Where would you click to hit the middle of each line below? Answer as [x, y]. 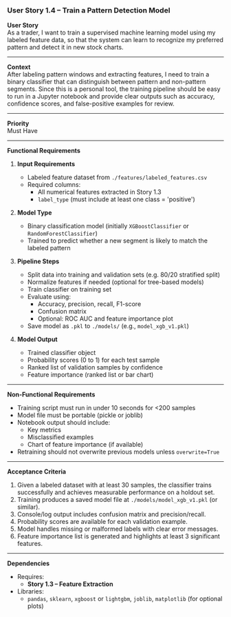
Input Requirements [46, 164]
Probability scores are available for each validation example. [102, 522]
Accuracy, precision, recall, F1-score [89, 304]
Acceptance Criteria [37, 472]
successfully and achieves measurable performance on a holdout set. [116, 492]
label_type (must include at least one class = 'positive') [117, 199]
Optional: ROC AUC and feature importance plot [105, 318]
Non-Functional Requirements [51, 394]
